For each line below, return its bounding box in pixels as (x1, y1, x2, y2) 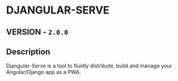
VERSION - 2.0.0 (6, 27, 69, 37)
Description (6, 46, 50, 56)
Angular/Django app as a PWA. (6, 69, 82, 76)
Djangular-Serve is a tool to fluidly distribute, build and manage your (6, 62, 173, 69)
